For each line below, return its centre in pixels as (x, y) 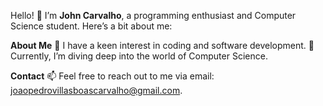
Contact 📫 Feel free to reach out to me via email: (112, 76)
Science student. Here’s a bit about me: (91, 26)
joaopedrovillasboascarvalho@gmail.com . (96, 90)
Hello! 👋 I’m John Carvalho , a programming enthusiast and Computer (153, 15)
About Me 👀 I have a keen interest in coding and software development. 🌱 (162, 45)
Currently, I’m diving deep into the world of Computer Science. (139, 56)
